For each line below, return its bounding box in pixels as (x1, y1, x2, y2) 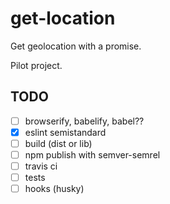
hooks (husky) (24, 183, 85, 195)
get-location (10, 7, 116, 30)
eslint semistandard (24, 126, 107, 138)
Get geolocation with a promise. (10, 40, 142, 52)
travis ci (24, 160, 58, 172)
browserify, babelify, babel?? (24, 115, 145, 127)
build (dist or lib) (24, 137, 93, 149)
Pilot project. (10, 59, 63, 71)
